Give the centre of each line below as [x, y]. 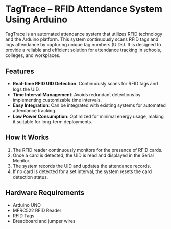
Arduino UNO [27, 205]
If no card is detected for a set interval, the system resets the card [82, 171]
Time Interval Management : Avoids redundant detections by [77, 94]
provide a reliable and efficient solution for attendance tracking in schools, [83, 50]
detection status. [30, 177]
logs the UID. [26, 89]
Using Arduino [36, 20]
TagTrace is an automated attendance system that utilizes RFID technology [84, 34]
